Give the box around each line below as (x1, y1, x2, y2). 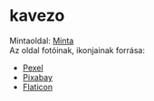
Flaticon (22, 81, 53, 92)
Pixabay (22, 71, 53, 82)
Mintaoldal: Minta (9, 35, 74, 46)
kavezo (9, 5, 65, 26)
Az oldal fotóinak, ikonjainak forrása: (9, 44, 145, 55)
